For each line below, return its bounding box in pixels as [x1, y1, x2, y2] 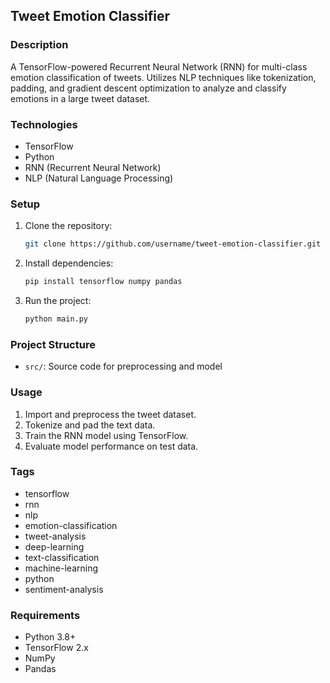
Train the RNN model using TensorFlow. [24, 429, 189, 441]
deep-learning [24, 540, 85, 553]
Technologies [10, 117, 78, 131]
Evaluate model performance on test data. [24, 440, 199, 452]
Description [10, 38, 69, 52]
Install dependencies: [24, 257, 114, 269]
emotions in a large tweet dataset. [10, 92, 151, 104]
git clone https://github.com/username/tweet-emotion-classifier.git [24, 239, 322, 249]
